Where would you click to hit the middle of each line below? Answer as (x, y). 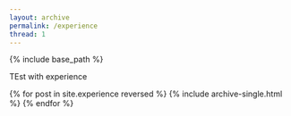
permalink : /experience (54, 26)
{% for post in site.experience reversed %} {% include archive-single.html (146, 94)
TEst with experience (48, 77)
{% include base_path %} (56, 60)
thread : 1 (28, 34)
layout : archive (39, 17)
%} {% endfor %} (42, 104)
